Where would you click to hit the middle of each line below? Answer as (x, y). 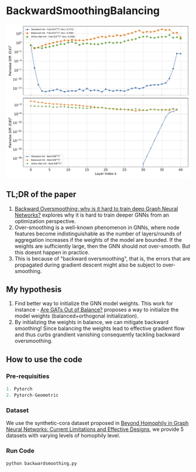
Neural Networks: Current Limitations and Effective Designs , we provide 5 (95, 429)
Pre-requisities (28, 376)
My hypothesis (34, 289)
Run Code (20, 451)
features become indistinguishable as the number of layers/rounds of (98, 234)
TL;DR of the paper (41, 195)
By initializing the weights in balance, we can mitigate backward (91, 322)
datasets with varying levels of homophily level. (63, 436)
